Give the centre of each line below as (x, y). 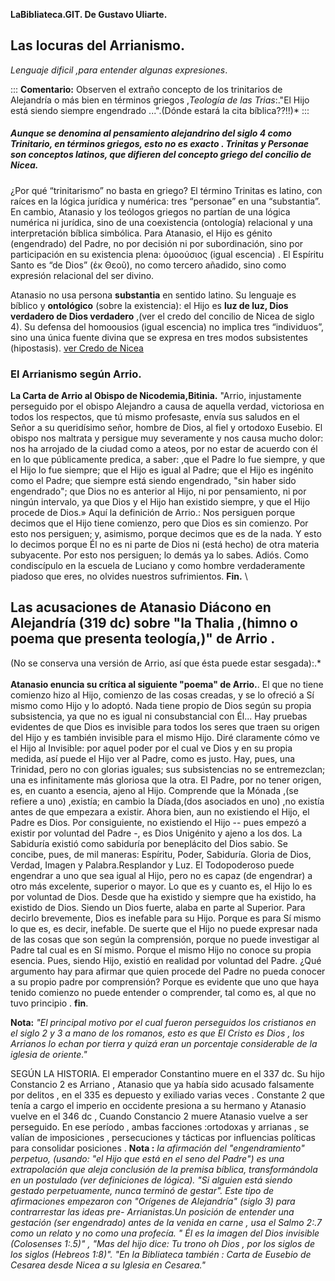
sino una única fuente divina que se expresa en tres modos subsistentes (159, 337)
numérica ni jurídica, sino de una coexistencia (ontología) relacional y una (161, 222)
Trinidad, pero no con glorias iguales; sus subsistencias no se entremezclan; (168, 769)
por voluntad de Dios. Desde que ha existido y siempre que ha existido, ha (163, 896)
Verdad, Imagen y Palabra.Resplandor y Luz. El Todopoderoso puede (152, 865)
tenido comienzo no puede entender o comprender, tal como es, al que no (163, 992)
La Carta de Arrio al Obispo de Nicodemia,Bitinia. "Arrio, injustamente (156, 396)
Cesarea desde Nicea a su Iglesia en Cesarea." (108, 1265)
